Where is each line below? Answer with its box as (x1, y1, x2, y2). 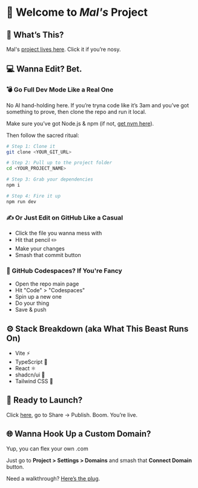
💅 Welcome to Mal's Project (6, 5, 148, 19)
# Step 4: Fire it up (6, 193, 61, 199)
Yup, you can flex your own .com (6, 445, 89, 452)
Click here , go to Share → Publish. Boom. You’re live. (6, 411, 138, 418)
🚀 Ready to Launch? (6, 395, 83, 406)
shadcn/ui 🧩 (15, 371, 45, 378)
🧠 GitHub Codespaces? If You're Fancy (6, 266, 122, 275)
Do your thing (15, 299, 50, 307)
